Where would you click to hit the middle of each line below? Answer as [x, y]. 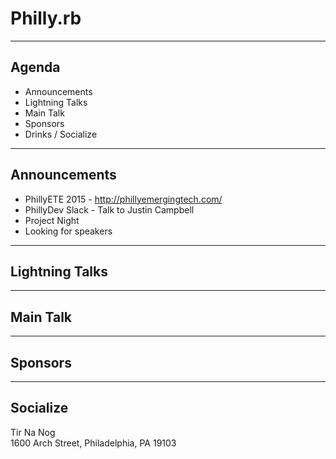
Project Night [52, 220]
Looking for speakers [68, 231]
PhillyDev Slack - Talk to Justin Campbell [109, 209]
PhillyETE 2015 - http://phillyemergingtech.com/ [123, 199]
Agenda [35, 67]
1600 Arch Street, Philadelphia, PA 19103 [93, 443]
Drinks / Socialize [61, 134]
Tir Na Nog [33, 432]
